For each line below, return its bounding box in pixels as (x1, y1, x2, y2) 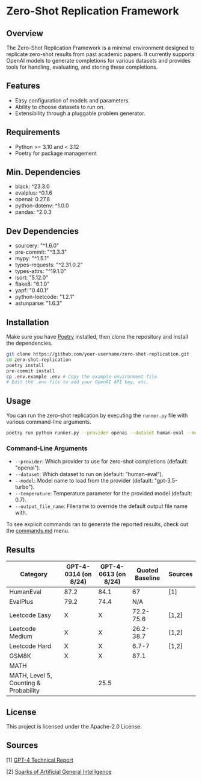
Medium (9, 632, 32, 641)
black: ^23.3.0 (14, 183, 50, 190)
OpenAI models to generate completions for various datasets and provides (6, 57, 191, 64)
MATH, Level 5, (9, 671, 52, 680)
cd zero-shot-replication (6, 357, 71, 363)
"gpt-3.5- (154, 477, 178, 485)
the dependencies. (6, 339, 53, 347)
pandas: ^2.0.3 (14, 209, 52, 216)
